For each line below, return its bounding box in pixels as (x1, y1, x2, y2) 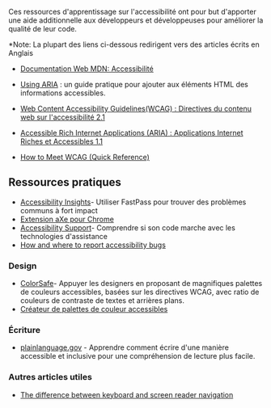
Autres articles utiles (8, 372, 93, 383)
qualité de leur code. (8, 24, 77, 33)
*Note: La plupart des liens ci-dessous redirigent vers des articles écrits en (8, 40, 260, 49)
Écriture (8, 325, 40, 336)
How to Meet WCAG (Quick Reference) (19, 153, 150, 162)
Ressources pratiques (8, 175, 121, 189)
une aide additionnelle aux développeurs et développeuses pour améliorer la (8, 15, 264, 25)
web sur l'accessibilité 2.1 (19, 112, 105, 122)
